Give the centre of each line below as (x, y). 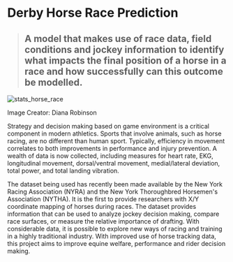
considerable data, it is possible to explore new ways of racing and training (115, 229)
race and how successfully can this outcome (123, 71)
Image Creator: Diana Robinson (52, 112)
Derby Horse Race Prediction (93, 13)
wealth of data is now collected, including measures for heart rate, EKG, (111, 156)
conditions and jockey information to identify (124, 49)
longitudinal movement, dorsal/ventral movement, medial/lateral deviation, (114, 163)
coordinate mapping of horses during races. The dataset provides (102, 206)
